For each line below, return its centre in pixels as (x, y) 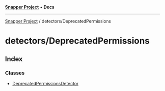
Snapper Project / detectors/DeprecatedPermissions (58, 21)
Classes (15, 73)
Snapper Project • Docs (30, 7)
